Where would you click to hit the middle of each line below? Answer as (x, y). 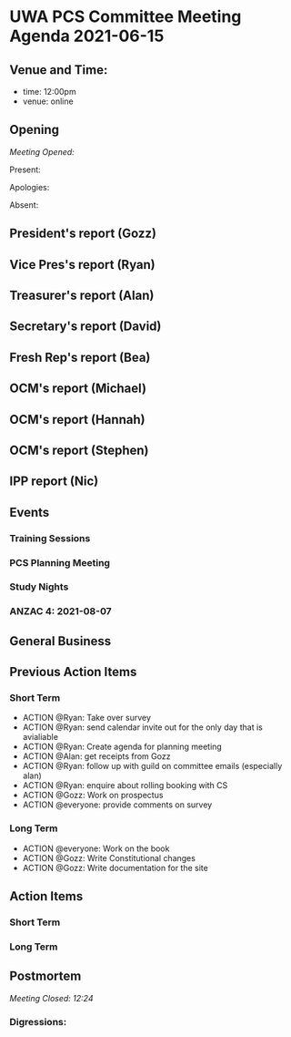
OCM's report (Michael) (78, 389)
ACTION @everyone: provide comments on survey (117, 805)
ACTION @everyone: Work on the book (96, 848)
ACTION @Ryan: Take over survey (87, 718)
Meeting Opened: (42, 151)
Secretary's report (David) (85, 327)
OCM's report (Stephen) (79, 450)
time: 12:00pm (49, 92)
